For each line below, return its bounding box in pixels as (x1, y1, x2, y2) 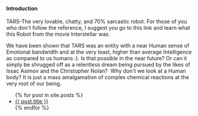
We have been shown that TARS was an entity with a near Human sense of (6, 42, 190, 49)
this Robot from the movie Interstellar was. (6, 30, 110, 38)
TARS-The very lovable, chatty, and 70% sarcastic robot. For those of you (6, 18, 187, 25)
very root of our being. (6, 80, 61, 87)
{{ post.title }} (14, 98, 49, 105)
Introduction (6, 5, 38, 12)
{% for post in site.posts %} (14, 92, 83, 99)
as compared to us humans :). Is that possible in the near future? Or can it (6, 55, 187, 62)
